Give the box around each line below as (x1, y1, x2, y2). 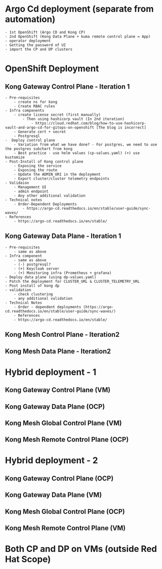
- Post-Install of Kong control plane (5, 159, 83, 164)
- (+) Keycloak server (14, 266, 60, 271)
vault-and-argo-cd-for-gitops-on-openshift (5, 125, 95, 130)
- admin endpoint (14, 189, 49, 194)
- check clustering (14, 292, 53, 296)
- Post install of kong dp (5, 283, 60, 288)
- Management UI (14, 184, 47, 189)
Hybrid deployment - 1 (5, 367, 97, 378)
